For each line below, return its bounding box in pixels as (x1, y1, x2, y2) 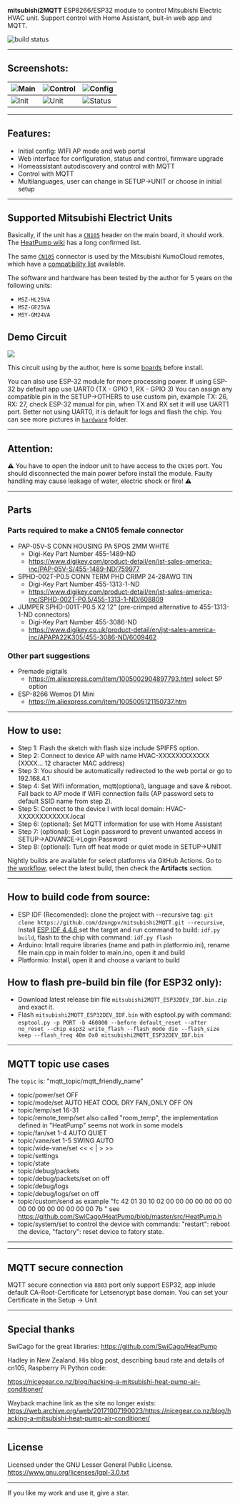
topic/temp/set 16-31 (17, 1106, 79, 1115)
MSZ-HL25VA (17, 297, 51, 304)
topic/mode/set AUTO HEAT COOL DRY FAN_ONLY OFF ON (17, 1098, 193, 1107)
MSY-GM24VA (17, 312, 51, 319)
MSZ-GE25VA (17, 304, 51, 312)
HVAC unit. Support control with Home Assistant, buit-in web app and (7, 14, 212, 22)
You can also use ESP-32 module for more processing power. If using (7, 377, 212, 386)
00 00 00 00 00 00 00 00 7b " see (17, 1205, 120, 1213)
